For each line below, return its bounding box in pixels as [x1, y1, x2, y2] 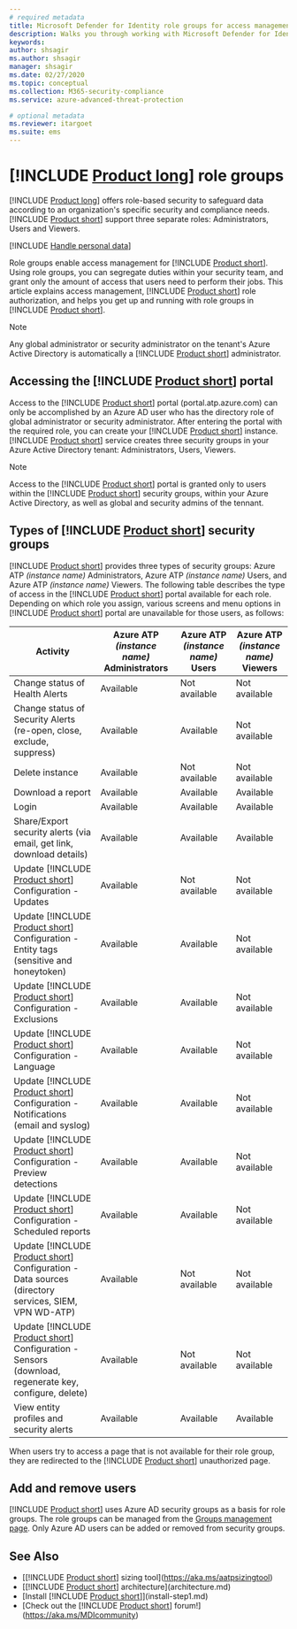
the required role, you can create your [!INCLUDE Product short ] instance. [9, 426, 278, 436]
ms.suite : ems [9, 127, 62, 137]
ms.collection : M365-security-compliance [9, 87, 164, 96]
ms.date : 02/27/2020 [9, 71, 86, 80]
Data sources [13, 1272, 69, 1285]
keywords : [9, 37, 46, 47]
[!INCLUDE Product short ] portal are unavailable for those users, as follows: [9, 607, 285, 618]
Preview [13, 1166, 47, 1179]
